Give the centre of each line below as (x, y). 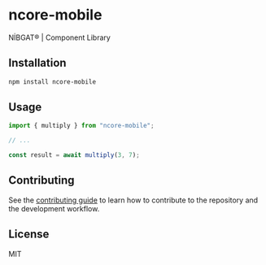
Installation (37, 63)
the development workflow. (54, 208)
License (29, 235)
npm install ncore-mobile (52, 82)
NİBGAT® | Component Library (60, 37)
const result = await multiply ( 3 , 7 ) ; (74, 155)
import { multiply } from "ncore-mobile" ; (81, 126)
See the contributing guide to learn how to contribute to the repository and (133, 200)
